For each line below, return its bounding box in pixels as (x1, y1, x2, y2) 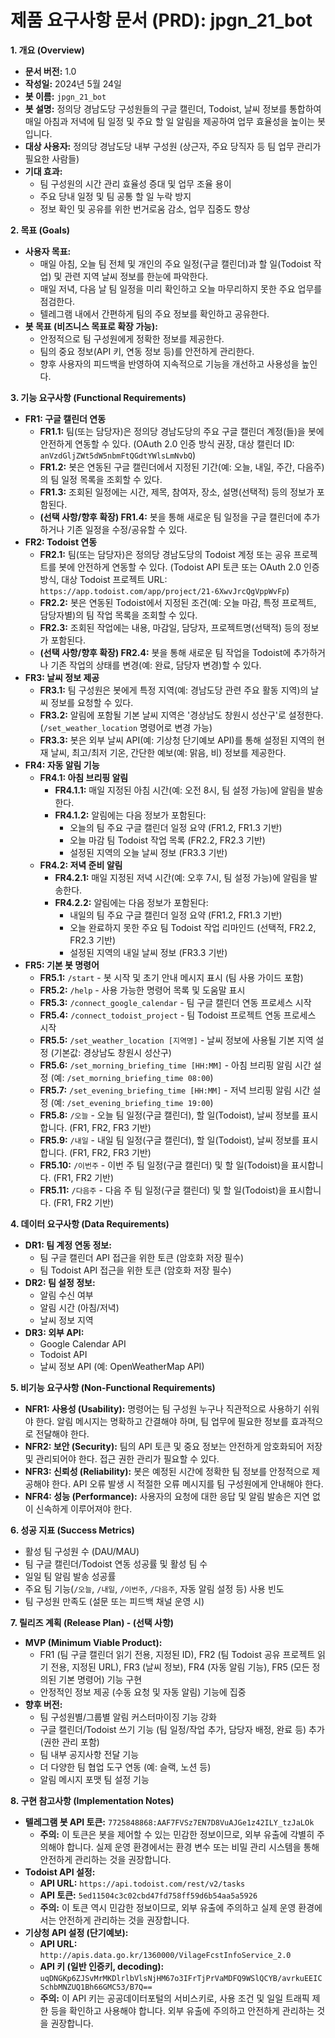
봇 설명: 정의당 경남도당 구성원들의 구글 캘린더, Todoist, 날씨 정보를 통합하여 (24, 102, 322, 115)
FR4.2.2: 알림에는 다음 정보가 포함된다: (54, 896, 209, 908)
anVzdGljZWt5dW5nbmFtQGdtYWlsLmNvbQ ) (39, 449, 197, 461)
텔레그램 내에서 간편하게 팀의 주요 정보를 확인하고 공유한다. (39, 307, 270, 320)
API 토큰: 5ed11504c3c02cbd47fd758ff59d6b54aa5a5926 (39, 1889, 258, 1901)
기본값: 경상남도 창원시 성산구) (53, 1046, 172, 1058)
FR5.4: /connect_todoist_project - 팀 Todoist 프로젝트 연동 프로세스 (39, 1009, 317, 1021)
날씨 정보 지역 (39, 1314, 94, 1326)
